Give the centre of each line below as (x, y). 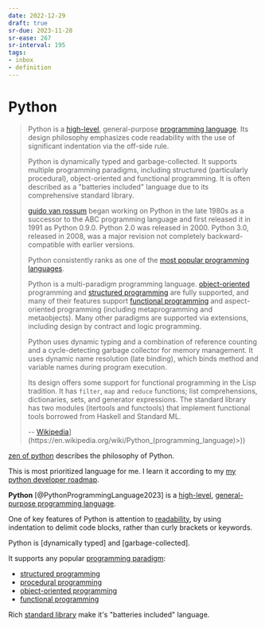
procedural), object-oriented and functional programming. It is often (139, 178)
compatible (46, 245)
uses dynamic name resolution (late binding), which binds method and (143, 359)
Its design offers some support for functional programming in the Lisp (142, 382)
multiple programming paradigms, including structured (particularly (138, 170)
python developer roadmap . (54, 480)
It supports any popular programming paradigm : (87, 558)
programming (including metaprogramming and (135, 309)
